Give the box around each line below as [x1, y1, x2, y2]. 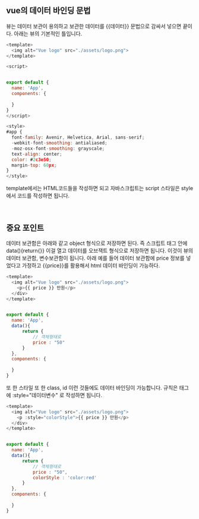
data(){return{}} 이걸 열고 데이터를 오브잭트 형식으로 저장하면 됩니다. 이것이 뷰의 [6, 247, 193, 254]
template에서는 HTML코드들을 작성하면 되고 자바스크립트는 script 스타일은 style [6, 185, 194, 192]
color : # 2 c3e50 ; [11, 156, 52, 162]
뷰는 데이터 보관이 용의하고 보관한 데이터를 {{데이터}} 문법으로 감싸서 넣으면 [6, 23, 182, 30]
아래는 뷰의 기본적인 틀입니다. [14, 30, 83, 37]
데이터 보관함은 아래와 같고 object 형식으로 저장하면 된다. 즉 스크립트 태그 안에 [6, 240, 188, 247]
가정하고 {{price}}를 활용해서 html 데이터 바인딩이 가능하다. [21, 262, 160, 269]
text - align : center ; [11, 151, 62, 157]
